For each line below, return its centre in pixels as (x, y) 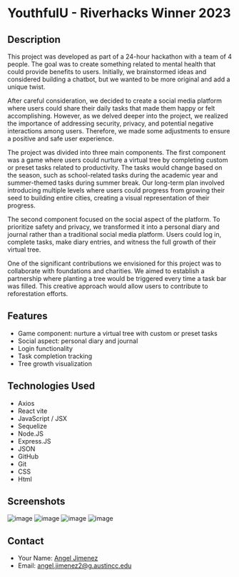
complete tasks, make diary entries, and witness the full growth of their (112, 242)
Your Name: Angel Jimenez (58, 558)
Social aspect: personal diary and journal (78, 341)
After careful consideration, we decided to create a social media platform (115, 101)
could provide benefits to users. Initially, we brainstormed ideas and (107, 72)
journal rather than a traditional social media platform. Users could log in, (115, 234)
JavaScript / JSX (42, 418)
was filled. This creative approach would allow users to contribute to (108, 286)
